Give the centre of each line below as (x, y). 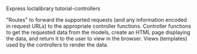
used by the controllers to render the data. (57, 45)
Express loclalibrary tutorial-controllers (53, 9)
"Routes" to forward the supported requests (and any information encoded (96, 20)
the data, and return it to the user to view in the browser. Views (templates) (97, 38)
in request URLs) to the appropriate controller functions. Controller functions (98, 26)
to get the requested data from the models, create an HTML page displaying (98, 32)
